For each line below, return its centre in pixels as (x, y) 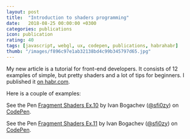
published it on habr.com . (38, 81)
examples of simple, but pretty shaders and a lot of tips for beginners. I (95, 75)
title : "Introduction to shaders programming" (68, 18)
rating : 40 (20, 40)
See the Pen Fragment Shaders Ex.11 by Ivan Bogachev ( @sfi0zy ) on (92, 123)
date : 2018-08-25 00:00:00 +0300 (51, 23)
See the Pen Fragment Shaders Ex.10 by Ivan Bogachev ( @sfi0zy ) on (93, 105)
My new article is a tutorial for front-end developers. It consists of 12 (92, 69)
